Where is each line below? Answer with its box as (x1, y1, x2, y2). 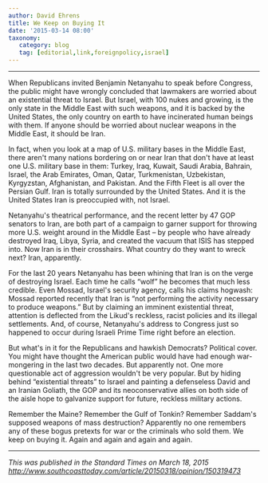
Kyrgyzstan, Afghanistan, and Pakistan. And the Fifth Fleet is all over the (8, 179, 246, 187)
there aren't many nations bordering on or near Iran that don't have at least (8, 153, 254, 162)
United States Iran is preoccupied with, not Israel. (8, 195, 171, 204)
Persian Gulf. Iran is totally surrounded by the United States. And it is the (8, 187, 246, 196)
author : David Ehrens (8, 11, 81, 20)
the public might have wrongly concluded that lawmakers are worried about (8, 87, 257, 96)
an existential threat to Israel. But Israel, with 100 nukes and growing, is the (8, 95, 254, 104)
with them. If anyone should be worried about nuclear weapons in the (8, 120, 237, 130)
